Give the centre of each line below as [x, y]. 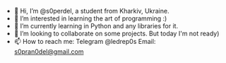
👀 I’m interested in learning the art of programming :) [90, 18]
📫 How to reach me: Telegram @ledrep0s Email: [85, 41]
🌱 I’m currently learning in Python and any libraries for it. [96, 26]
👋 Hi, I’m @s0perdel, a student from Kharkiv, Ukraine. [91, 11]
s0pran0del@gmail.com [49, 52]
